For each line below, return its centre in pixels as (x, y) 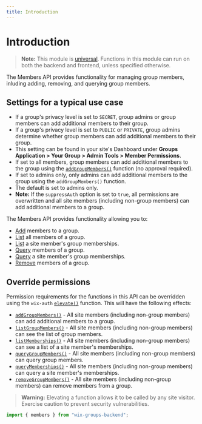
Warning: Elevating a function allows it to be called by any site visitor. (108, 397)
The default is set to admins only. (56, 188)
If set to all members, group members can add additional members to (102, 162)
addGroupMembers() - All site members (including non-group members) (103, 315)
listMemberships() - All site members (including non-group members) (103, 341)
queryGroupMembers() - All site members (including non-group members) (105, 354)
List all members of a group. (50, 237)
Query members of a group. (50, 250)
